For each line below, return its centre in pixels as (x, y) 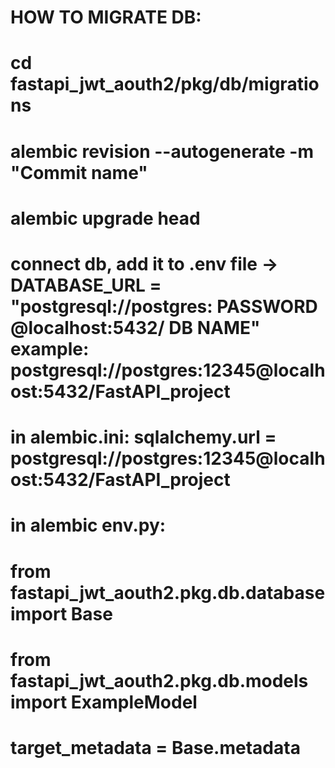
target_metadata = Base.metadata (155, 747)
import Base (61, 613)
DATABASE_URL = (86, 285)
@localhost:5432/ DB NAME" (135, 327)
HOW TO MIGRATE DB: (106, 17)
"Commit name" (79, 172)
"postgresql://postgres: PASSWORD (164, 306)
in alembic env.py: (88, 525)
